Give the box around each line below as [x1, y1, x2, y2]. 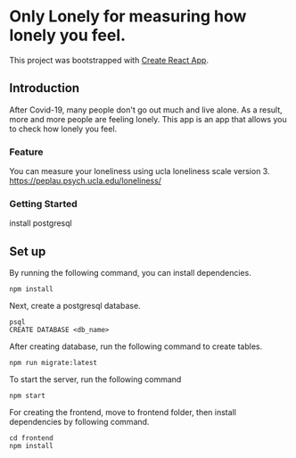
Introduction [9, 80, 80, 96]
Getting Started [9, 197, 78, 210]
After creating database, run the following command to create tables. [9, 341, 263, 352]
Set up [9, 244, 46, 259]
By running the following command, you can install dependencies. [9, 268, 251, 279]
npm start [9, 391, 46, 401]
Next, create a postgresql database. [9, 301, 141, 312]
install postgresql [9, 218, 73, 229]
